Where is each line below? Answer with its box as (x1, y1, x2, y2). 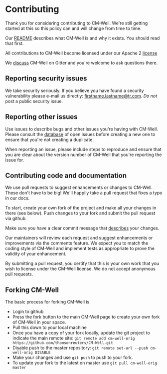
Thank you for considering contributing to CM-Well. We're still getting (5, 20, 148, 26)
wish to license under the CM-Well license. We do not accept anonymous (5, 266, 156, 272)
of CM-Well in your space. (12, 319, 66, 325)
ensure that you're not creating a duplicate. (5, 136, 94, 142)
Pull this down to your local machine (12, 324, 87, 330)
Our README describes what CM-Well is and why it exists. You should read (5, 35, 160, 41)
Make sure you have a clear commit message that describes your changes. (5, 225, 160, 231)
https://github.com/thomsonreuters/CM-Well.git (12, 340, 113, 345)
